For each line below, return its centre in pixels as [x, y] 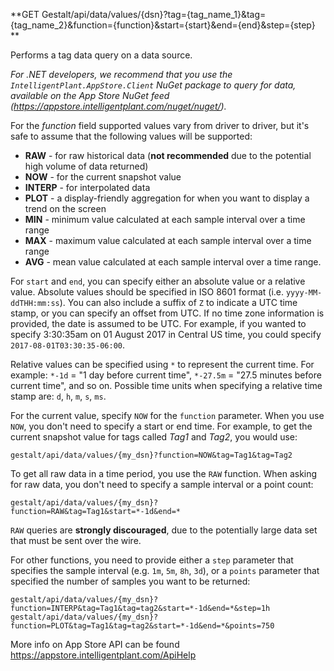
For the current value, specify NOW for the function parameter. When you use [167, 415]
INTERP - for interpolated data [87, 187]
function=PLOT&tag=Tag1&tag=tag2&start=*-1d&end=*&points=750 [142, 626]
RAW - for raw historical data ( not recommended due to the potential [168, 155]
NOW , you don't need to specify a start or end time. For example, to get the [161, 426]
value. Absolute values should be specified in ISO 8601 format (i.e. [147, 292]
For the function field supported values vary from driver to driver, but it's [160, 125]
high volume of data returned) [86, 166]
